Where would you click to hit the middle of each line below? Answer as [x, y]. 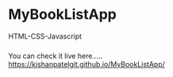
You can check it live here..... [56, 56]
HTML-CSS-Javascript [45, 36]
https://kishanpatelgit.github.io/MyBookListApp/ [86, 64]
